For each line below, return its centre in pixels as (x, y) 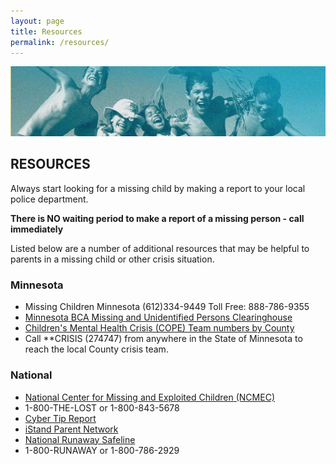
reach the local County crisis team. (96, 349)
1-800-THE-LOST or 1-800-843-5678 (102, 407)
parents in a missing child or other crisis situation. (112, 259)
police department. (49, 199)
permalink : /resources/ (60, 42)
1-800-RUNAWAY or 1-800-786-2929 (102, 450)
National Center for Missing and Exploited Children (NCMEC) (149, 397)
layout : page (37, 21)
